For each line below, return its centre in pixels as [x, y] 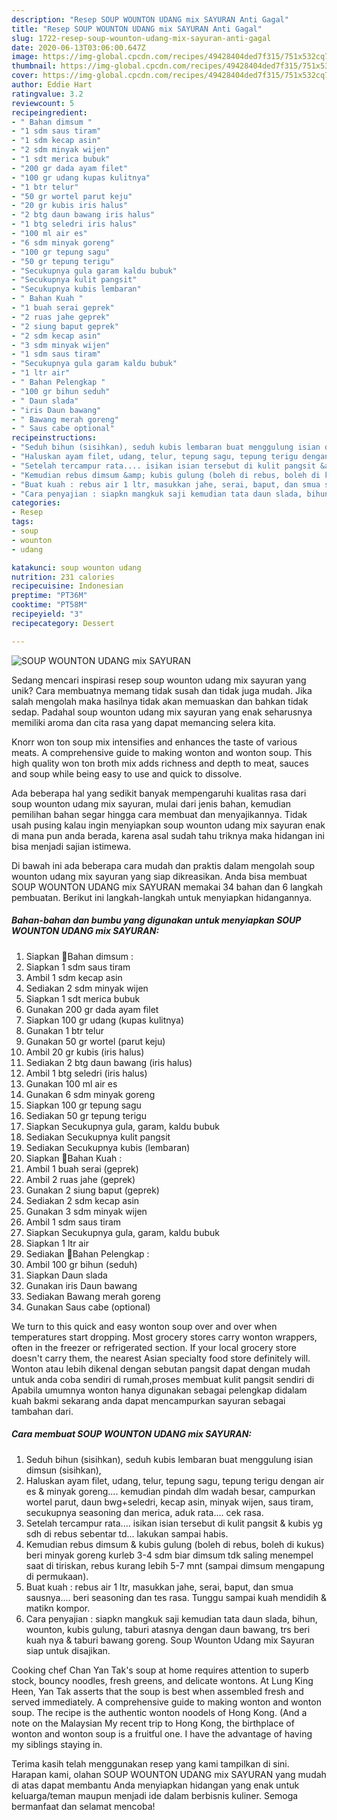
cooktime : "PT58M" [49, 605]
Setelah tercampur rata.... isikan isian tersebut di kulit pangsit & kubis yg [174, 1523]
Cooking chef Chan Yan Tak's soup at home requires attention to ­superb [160, 1670]
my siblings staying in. [57, 1744]
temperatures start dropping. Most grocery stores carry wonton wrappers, [164, 1337]
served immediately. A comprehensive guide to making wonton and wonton [166, 1702]
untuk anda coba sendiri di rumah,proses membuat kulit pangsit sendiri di [163, 1379]
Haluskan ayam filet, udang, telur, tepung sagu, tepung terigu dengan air [175, 1480]
